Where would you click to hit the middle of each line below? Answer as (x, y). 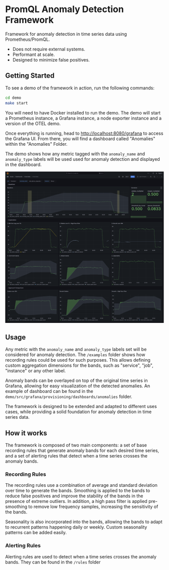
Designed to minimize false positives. (51, 60)
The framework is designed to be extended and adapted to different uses (81, 407)
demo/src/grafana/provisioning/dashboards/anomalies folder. (69, 396)
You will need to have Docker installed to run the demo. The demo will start (83, 112)
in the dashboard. (23, 164)
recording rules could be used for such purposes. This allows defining (78, 360)
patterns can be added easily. (36, 533)
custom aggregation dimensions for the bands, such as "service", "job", (79, 365)
